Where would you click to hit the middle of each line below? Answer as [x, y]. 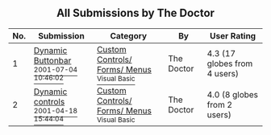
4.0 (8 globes [233, 94]
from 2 [219, 104]
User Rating [233, 35]
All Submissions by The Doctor [135, 13]
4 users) [223, 73]
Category [129, 35]
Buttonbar [52, 60]
